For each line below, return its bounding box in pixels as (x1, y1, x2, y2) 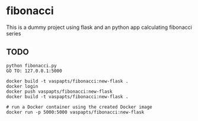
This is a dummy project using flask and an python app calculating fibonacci (6, 24, 193, 31)
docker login (6, 83, 39, 89)
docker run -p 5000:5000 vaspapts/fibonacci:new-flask (6, 109, 145, 115)
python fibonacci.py (6, 63, 58, 68)
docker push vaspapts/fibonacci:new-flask (6, 89, 113, 94)
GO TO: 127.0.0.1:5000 (6, 68, 62, 74)
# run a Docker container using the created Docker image (6, 104, 152, 110)
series (6, 30, 21, 37)
